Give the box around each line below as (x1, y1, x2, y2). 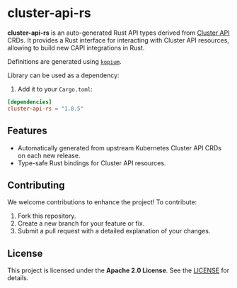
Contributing (7, 179, 65, 191)
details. (7, 274, 29, 282)
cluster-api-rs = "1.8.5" (7, 105, 83, 112)
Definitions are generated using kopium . (7, 57, 122, 65)
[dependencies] (7, 98, 52, 106)
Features (7, 125, 47, 137)
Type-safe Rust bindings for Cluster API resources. (17, 158, 166, 167)
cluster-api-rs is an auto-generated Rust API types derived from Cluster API (7, 28, 230, 37)
